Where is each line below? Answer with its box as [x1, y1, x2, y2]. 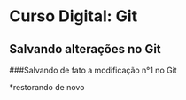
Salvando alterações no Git [9, 42, 161, 57]
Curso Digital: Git [9, 6, 138, 27]
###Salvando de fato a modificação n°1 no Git [9, 65, 177, 75]
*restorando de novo [9, 82, 85, 92]
